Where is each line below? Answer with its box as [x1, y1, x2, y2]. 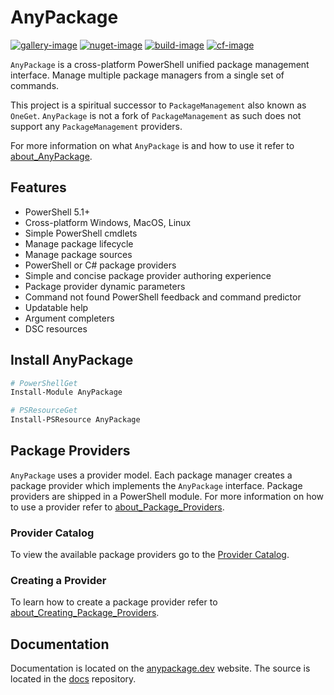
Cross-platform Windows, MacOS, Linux [24, 216, 192, 228]
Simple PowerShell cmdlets [24, 227, 138, 239]
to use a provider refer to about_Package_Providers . [10, 501, 225, 513]
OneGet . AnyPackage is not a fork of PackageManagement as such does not [10, 109, 302, 121]
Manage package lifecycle [24, 237, 134, 250]
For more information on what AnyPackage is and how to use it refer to [10, 139, 295, 151]
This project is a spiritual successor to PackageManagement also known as [10, 99, 307, 111]
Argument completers [24, 312, 115, 324]
